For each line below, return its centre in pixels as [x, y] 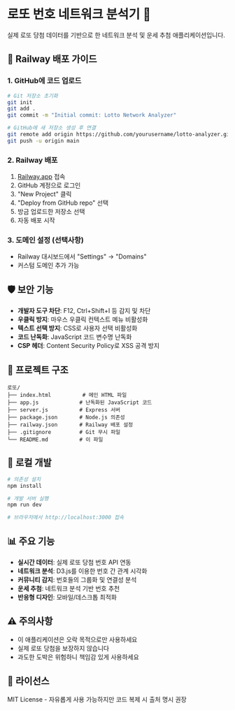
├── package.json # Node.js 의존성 [66, 417]
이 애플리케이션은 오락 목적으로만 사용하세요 [77, 639]
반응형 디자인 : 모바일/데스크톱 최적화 [67, 597]
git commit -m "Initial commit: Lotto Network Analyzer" [92, 115]
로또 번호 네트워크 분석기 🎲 [79, 14]
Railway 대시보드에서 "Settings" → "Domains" [82, 256]
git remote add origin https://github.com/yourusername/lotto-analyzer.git [120, 134]
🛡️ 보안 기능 [30, 290]
